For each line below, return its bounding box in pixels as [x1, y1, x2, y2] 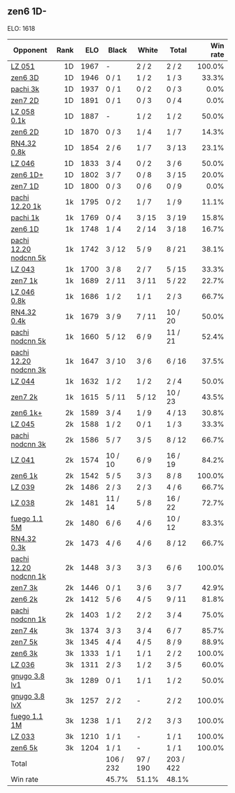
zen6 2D [10, 127, 39, 136]
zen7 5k [10, 637, 38, 647]
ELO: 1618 [7, 24, 36, 32]
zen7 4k [10, 626, 38, 636]
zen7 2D [10, 95, 39, 105]
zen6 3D [10, 73, 39, 83]
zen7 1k [10, 276, 38, 286]
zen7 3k [10, 582, 38, 592]
